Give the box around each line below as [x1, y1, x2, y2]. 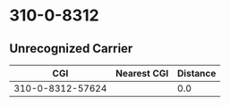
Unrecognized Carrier [9, 41, 133, 56]
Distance [177, 68, 217, 79]
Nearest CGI [115, 68, 169, 79]
